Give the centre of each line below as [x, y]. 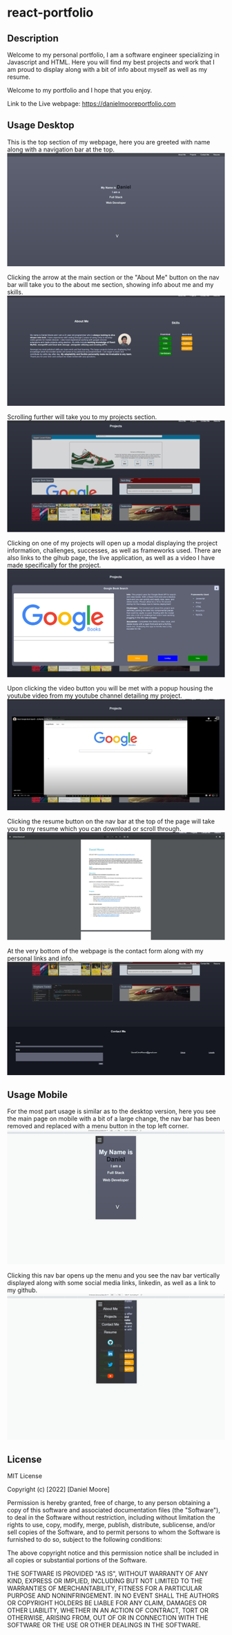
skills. [15, 292]
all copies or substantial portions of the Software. [77, 1560]
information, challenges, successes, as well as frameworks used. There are [114, 550]
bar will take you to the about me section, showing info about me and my [110, 284]
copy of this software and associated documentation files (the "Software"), [114, 1510]
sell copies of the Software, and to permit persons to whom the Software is [114, 1532]
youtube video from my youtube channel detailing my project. [95, 695]
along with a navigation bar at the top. [61, 149]
